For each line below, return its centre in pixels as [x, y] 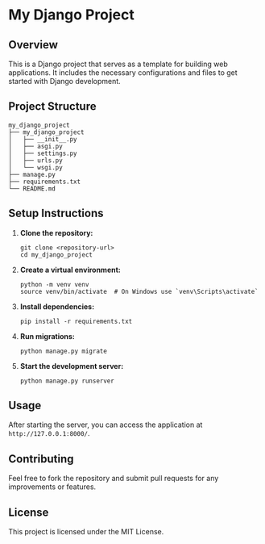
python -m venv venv [54, 284]
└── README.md [32, 188]
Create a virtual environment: [70, 270]
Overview [33, 45]
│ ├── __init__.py [43, 139]
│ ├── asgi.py [35, 146]
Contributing [41, 459]
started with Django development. [64, 81]
